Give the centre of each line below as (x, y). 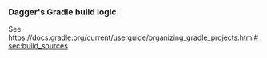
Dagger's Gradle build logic (62, 12)
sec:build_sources (38, 46)
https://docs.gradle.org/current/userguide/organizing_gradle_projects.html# (133, 37)
